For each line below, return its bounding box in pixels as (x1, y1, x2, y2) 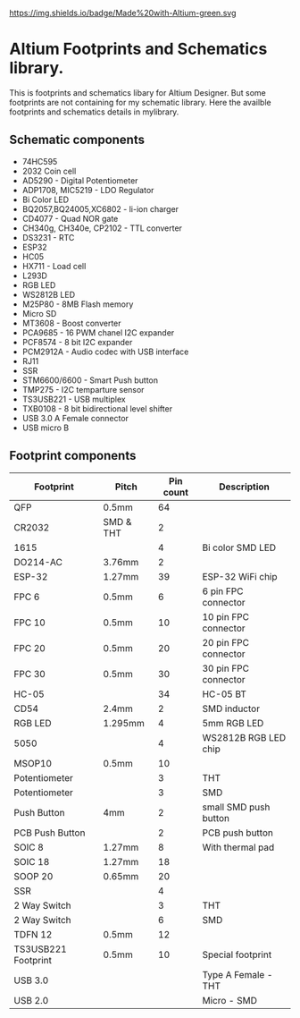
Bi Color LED (21, 194, 70, 205)
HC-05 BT (202, 688, 247, 700)
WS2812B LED (21, 289, 76, 300)
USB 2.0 (13, 994, 49, 1006)
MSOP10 (13, 757, 52, 769)
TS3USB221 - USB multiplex (21, 394, 127, 404)
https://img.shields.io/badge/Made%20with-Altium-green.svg (9, 8, 237, 18)
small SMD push (202, 801, 271, 813)
